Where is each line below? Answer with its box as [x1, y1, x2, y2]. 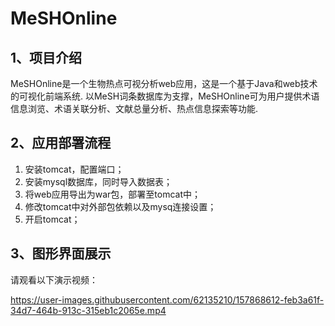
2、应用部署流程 [10, 135, 112, 152]
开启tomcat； [24, 213, 81, 225]
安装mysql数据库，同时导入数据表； [24, 175, 173, 187]
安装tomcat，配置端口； [24, 163, 125, 175]
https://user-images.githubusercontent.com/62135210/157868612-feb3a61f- [10, 293, 325, 306]
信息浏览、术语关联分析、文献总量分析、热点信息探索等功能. [10, 103, 259, 114]
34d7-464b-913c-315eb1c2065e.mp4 [10, 304, 167, 316]
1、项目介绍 [10, 49, 83, 66]
